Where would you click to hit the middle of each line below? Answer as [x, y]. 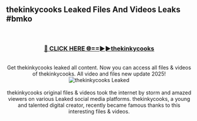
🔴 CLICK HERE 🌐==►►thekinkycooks [99, 48]
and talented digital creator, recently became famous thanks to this [99, 105]
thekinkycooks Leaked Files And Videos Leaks [93, 10]
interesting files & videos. [99, 112]
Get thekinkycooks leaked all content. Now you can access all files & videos [99, 68]
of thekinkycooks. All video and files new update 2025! [99, 74]
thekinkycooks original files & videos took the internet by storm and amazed [99, 93]
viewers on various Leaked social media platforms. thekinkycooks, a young [99, 99]
